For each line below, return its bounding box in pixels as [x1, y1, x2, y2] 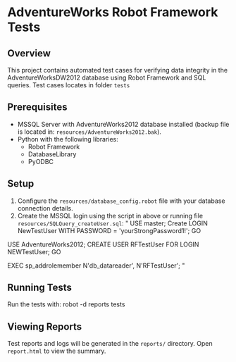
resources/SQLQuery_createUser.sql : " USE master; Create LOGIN [17, 219, 208, 227]
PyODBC [27, 157, 54, 166]
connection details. [17, 204, 73, 212]
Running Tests [7, 282, 72, 294]
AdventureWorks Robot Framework [7, 4, 218, 20]
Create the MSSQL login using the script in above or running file [17, 211, 203, 220]
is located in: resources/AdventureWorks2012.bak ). [17, 127, 162, 136]
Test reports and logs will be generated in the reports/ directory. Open [7, 339, 213, 348]
